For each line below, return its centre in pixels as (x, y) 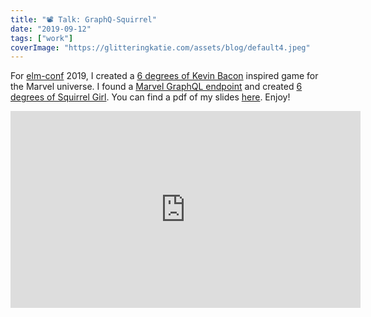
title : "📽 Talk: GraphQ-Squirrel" (83, 19)
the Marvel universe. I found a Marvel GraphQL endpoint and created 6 (156, 87)
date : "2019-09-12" (51, 29)
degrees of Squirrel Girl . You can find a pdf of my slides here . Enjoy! (150, 97)
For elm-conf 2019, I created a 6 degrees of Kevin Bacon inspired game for (164, 76)
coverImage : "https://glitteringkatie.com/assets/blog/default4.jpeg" (160, 47)
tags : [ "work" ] (42, 38)
